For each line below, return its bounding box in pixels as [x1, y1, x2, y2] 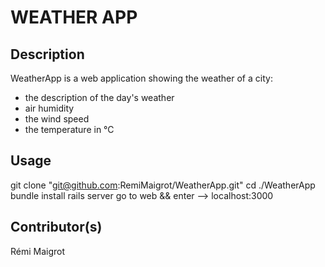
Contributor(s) [10, 219, 103, 236]
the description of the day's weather [24, 92, 175, 103]
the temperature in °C [24, 124, 115, 135]
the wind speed [24, 113, 90, 125]
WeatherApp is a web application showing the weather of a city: [10, 72, 273, 84]
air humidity [24, 102, 75, 114]
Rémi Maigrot [10, 245, 66, 257]
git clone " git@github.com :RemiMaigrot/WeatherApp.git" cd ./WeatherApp [10, 179, 316, 191]
